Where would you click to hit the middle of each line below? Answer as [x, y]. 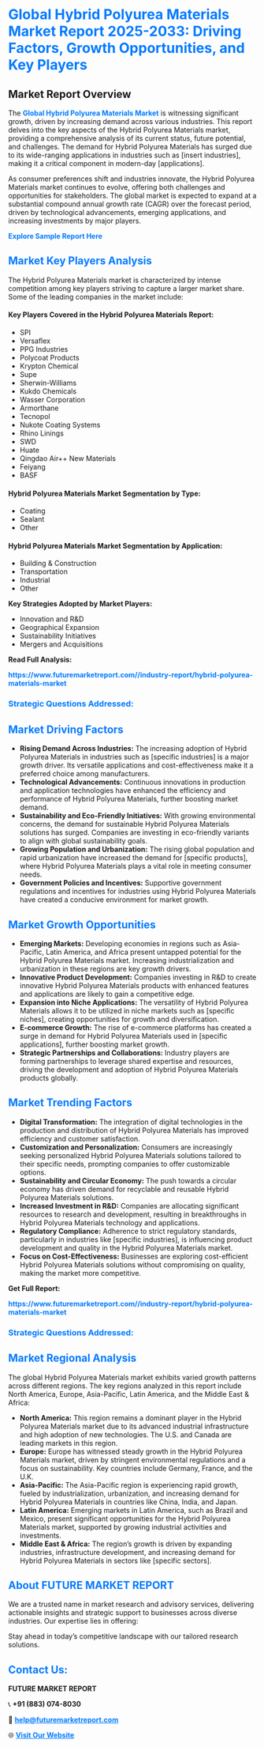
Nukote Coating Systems [60, 425]
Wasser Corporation [52, 400]
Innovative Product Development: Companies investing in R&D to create [138, 977]
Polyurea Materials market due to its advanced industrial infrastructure [134, 1426]
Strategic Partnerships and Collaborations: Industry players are [125, 1052]
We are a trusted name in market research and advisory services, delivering [131, 1604]
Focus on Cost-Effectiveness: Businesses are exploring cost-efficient [134, 1256]
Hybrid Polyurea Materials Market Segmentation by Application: [115, 545]
